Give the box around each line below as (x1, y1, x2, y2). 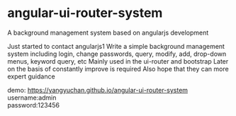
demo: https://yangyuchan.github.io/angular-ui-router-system (7, 86, 189, 94)
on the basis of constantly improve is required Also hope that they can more (7, 64, 229, 73)
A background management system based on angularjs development (7, 28, 209, 37)
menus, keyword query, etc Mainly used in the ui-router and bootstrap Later (7, 57, 229, 65)
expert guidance (7, 72, 55, 81)
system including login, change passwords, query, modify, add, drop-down (7, 50, 227, 58)
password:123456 (7, 100, 60, 109)
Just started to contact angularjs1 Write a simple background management (7, 42, 225, 50)
